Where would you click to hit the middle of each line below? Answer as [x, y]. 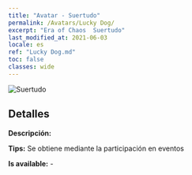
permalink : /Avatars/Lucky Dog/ [61, 23]
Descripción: [30, 133]
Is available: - [31, 163]
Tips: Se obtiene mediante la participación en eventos [96, 148]
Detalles [29, 114]
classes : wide [32, 67]
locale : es [26, 45]
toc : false [26, 60]
